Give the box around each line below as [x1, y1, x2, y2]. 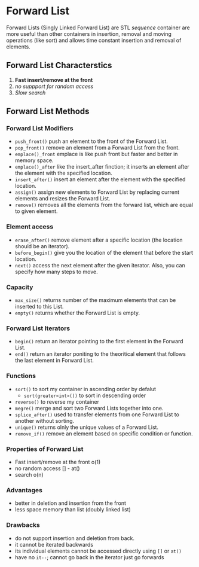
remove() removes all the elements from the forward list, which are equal [14, 202, 193, 209]
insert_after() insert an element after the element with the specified [14, 176, 186, 183]
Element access [6, 222, 54, 231]
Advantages [6, 486, 43, 494]
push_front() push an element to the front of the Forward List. [14, 138, 169, 145]
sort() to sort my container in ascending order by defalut [14, 385, 157, 392]
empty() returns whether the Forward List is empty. [14, 309, 140, 316]
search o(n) [14, 471, 44, 478]
